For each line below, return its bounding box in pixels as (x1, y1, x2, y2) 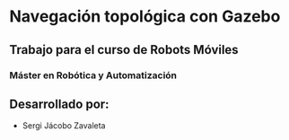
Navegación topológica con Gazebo (9, 6, 281, 27)
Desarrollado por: (9, 96, 109, 111)
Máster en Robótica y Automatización (9, 69, 178, 82)
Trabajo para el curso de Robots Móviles (9, 42, 240, 57)
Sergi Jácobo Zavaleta (22, 120, 106, 131)
